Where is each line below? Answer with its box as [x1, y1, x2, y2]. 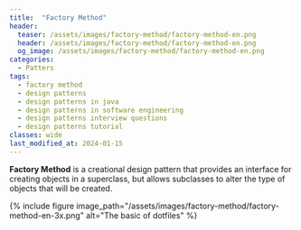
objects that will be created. [9, 182, 113, 194]
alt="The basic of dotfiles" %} [85, 209, 198, 221]
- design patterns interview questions [17, 114, 168, 123]
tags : [9, 72, 30, 81]
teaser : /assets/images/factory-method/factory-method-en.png [17, 30, 257, 39]
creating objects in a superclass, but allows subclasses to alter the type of [9, 173, 286, 184]
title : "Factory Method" [9, 13, 107, 23]
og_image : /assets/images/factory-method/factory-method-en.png [17, 47, 265, 56]
